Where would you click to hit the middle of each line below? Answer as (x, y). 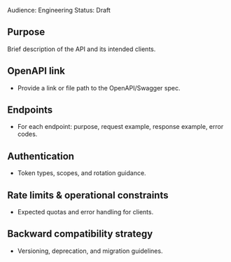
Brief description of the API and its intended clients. (82, 49)
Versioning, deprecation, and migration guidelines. (90, 251)
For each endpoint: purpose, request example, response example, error (120, 127)
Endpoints (30, 110)
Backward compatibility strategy (80, 234)
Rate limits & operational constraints (88, 195)
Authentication (41, 156)
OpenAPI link (36, 71)
